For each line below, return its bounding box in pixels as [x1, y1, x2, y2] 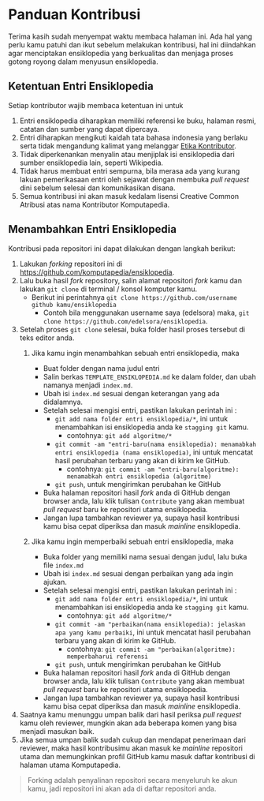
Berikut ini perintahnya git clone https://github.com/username [31, 292, 238, 301]
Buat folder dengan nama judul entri [43, 363, 160, 372]
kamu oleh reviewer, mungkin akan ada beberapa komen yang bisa [19, 718, 237, 728]
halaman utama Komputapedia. [19, 760, 121, 769]
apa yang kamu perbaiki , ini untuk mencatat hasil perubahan [54, 627, 251, 637]
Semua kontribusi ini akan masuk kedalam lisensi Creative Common [19, 191, 239, 200]
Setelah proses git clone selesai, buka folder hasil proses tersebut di [19, 324, 246, 334]
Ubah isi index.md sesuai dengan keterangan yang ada [43, 388, 220, 398]
